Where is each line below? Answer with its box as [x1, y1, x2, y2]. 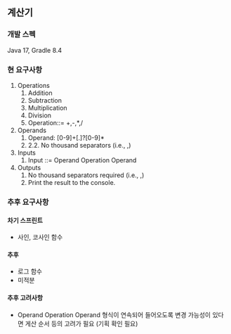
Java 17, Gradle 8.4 [7, 46, 62, 54]
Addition [27, 89, 53, 97]
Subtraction [27, 96, 62, 104]
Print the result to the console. [27, 178, 116, 186]
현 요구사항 [7, 65, 43, 75]
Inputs [17, 148, 37, 157]
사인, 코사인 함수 [17, 233, 63, 241]
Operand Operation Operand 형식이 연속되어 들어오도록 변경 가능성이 [17, 310, 211, 319]
